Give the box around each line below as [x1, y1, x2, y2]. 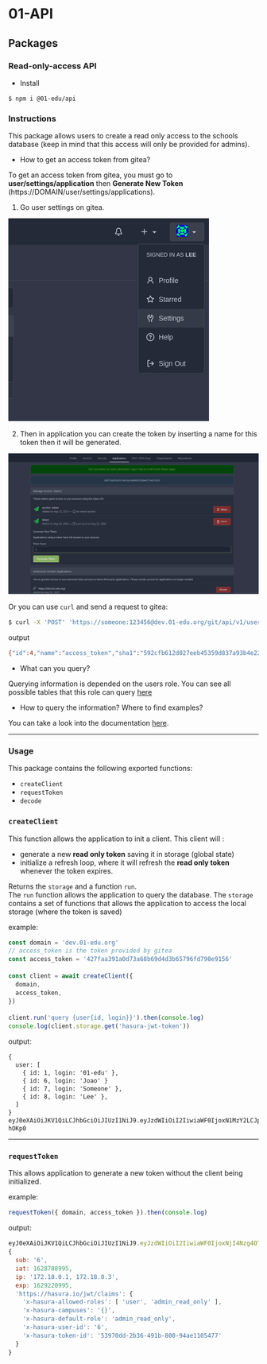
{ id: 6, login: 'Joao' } [22, 1077, 109, 1085]
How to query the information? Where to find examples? [19, 703, 203, 712]
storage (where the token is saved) [8, 907, 122, 916]
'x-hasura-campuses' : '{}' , [22, 1307, 115, 1315]
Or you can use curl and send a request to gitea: [8, 602, 168, 612]
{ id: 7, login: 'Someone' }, [22, 1085, 123, 1093]
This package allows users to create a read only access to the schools [8, 131, 238, 141]
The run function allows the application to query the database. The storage [8, 889, 253, 899]
